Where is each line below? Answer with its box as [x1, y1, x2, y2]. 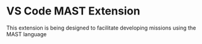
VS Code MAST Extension [6, 4, 140, 18]
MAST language [6, 30, 47, 37]
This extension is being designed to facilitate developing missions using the [6, 24, 197, 31]
